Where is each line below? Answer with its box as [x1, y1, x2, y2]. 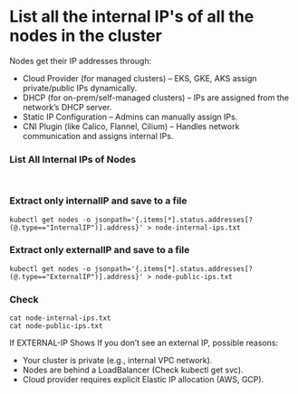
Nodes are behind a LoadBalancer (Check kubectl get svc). [22, 364, 244, 376]
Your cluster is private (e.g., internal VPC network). [22, 355, 213, 366]
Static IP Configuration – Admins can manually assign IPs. [22, 111, 238, 122]
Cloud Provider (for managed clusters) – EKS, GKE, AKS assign [22, 72, 257, 83]
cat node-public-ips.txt [9, 322, 103, 331]
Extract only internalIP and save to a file [9, 194, 187, 207]
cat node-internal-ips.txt [9, 314, 111, 323]
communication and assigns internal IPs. [22, 130, 174, 141]
